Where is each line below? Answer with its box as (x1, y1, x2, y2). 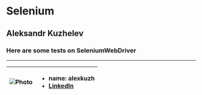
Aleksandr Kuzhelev (6, 28, 84, 38)
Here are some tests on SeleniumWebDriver (6, 46, 136, 55)
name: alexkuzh (48, 74, 95, 82)
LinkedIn (48, 81, 74, 90)
